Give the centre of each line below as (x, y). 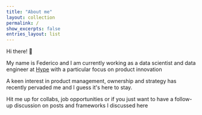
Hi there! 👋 (20, 51)
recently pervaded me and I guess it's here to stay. (69, 87)
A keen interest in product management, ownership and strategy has (91, 81)
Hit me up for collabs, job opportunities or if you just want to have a (90, 99)
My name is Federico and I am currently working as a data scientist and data (101, 63)
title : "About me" (29, 12)
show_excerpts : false (33, 29)
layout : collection (31, 17)
